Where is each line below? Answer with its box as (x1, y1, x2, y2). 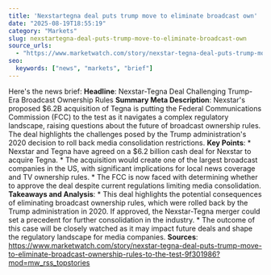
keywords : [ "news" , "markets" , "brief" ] (15, 65, 153, 73)
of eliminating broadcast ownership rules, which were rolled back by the (8, 198, 248, 207)
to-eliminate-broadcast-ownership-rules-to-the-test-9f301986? (8, 249, 220, 259)
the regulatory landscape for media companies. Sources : (8, 231, 198, 242)
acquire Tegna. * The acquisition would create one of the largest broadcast (8, 155, 258, 165)
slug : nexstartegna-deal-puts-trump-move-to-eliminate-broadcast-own (8, 34, 248, 43)
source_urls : (8, 42, 52, 50)
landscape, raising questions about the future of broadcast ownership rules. (8, 120, 261, 130)
